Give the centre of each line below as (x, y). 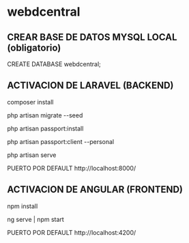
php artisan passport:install (45, 128)
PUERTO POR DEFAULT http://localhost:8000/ (72, 168)
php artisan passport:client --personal (61, 141)
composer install (30, 102)
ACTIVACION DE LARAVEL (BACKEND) (90, 86)
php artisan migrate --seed (45, 115)
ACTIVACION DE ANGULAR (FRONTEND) (95, 189)
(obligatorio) (34, 47)
